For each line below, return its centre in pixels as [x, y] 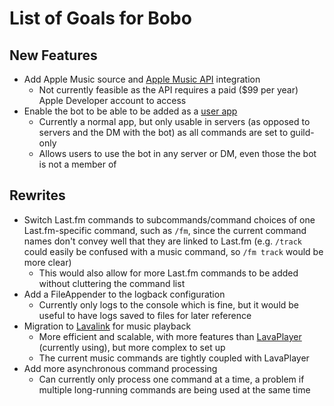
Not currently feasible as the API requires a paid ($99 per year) [168, 90]
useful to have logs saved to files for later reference [145, 315]
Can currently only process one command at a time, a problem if [171, 379]
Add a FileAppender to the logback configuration [124, 294]
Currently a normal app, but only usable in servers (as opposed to [174, 121]
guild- [302, 132]
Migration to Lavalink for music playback [107, 326]
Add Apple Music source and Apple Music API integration [142, 79]
